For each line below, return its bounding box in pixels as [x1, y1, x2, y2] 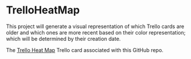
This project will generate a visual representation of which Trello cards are [6, 23, 185, 30]
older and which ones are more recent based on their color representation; [6, 29, 186, 36]
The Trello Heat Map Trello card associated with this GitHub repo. [6, 46, 164, 53]
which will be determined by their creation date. [6, 35, 121, 42]
